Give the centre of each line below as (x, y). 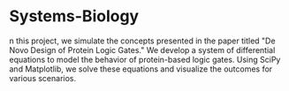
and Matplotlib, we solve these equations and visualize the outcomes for (141, 69)
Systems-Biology (74, 16)
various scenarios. (43, 78)
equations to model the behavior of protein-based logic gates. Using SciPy (145, 59)
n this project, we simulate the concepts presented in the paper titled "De (142, 41)
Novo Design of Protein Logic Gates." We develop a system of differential (142, 49)
